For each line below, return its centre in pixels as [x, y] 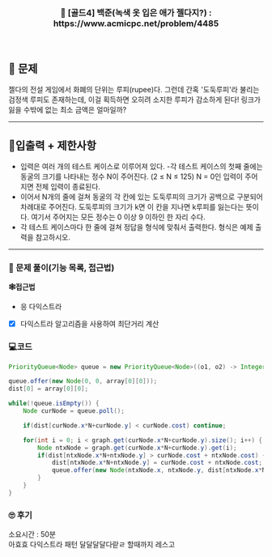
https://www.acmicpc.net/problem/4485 [136, 23]
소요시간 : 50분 [32, 534]
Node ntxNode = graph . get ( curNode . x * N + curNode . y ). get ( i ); [137, 448]
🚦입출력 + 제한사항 [53, 145]
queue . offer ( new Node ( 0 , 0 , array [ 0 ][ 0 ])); [83, 381]
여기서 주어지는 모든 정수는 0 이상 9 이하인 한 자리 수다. [118, 217]
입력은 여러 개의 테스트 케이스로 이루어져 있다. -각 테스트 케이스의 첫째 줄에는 [141, 166]
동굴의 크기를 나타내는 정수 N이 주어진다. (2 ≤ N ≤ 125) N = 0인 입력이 [131, 176]
